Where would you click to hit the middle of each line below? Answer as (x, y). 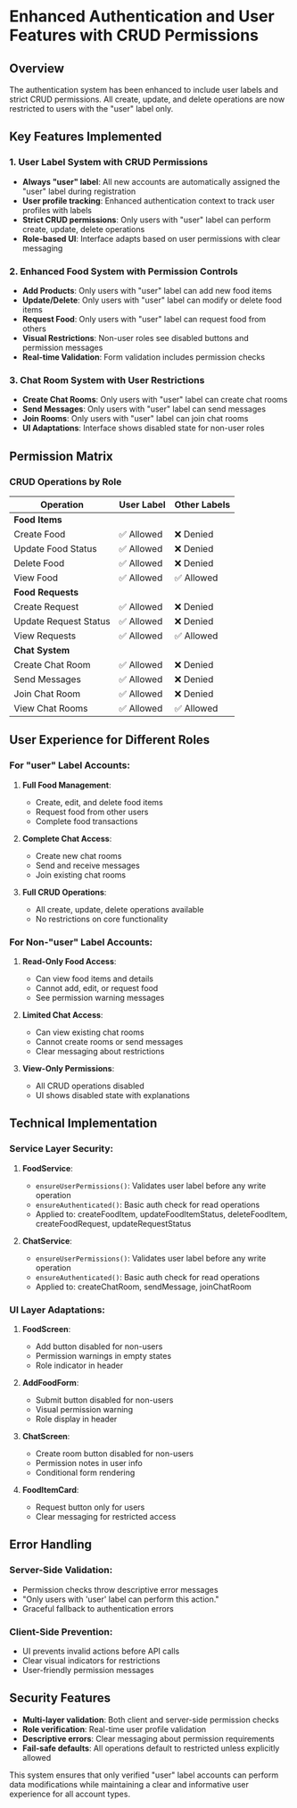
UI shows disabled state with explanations (112, 1095)
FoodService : (47, 1168)
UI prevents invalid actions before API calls (101, 1651)
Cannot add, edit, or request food (97, 987)
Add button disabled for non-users (99, 1346)
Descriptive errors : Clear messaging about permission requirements (148, 1738)
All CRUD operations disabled (90, 1086)
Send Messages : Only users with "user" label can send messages (144, 409)
